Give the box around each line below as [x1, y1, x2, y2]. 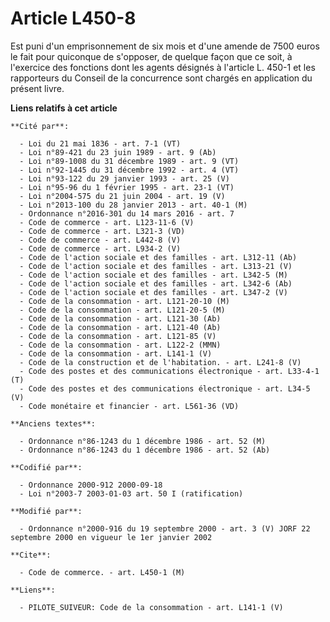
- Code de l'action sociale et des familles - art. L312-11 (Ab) [19, 252, 298, 262]
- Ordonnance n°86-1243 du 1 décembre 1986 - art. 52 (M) [19, 436, 267, 446]
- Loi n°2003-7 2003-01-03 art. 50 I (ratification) [19, 488, 244, 499]
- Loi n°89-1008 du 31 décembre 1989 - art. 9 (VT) [19, 156, 240, 166]
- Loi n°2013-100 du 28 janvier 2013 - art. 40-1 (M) [19, 200, 248, 210]
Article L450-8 [10, 7, 137, 30]
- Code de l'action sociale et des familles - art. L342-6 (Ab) [19, 278, 293, 289]
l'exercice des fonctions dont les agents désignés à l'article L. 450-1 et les [10, 61, 316, 73]
